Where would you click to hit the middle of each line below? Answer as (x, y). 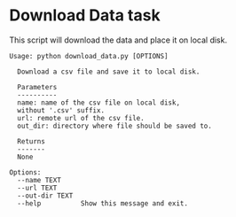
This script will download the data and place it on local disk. (118, 40)
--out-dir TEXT (45, 196)
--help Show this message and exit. (103, 203)
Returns (31, 141)
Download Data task (85, 15)
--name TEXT (39, 180)
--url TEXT (37, 188)
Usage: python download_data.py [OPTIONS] (89, 56)
